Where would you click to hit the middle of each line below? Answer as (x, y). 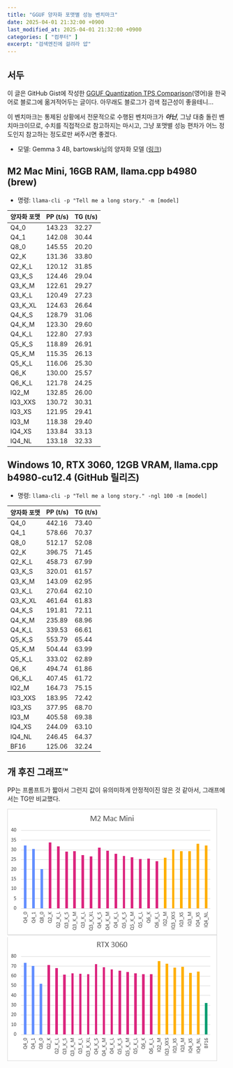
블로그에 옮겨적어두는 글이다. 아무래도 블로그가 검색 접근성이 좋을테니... (117, 102)
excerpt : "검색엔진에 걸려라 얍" (49, 44)
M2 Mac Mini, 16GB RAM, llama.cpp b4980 (102, 171)
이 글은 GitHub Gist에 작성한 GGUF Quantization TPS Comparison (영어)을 (111, 93)
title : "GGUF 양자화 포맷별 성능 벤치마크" (63, 15)
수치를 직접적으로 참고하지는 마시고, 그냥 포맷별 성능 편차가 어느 (131, 125)
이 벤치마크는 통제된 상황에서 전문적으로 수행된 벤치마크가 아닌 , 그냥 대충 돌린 (112, 117)
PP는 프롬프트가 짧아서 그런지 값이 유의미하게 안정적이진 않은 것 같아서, (104, 790)
